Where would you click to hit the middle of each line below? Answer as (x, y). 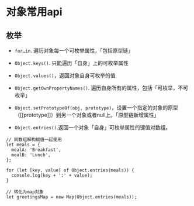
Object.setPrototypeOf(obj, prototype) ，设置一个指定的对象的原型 (96, 108)
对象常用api (34, 12)
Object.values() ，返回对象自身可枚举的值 (65, 75)
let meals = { (23, 145)
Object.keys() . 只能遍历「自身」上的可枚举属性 (71, 63)
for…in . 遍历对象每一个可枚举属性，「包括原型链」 (74, 51)
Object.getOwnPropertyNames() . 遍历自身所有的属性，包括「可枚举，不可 (101, 88)
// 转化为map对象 (25, 192)
